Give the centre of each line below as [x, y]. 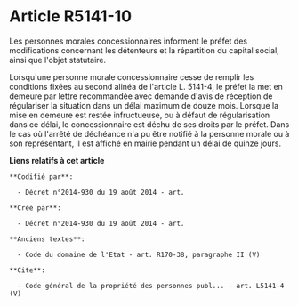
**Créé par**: [36, 208]
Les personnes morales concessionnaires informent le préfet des [128, 41]
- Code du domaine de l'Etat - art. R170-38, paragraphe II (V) [139, 254]
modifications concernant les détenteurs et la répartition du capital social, [145, 50]
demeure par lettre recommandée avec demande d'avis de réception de [141, 96]
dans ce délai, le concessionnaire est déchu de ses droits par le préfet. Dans [149, 124]
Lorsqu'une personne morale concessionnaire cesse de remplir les [132, 76]
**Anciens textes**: [48, 239]
